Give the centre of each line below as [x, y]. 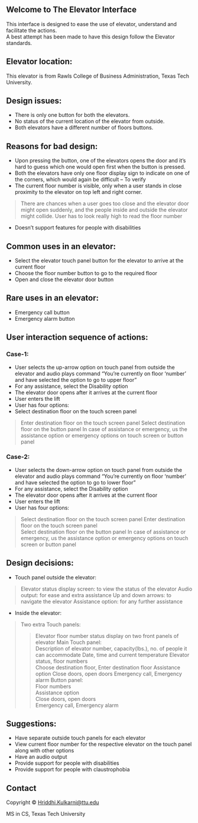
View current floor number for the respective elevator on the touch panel [103, 744]
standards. [19, 43]
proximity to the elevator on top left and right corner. [79, 192]
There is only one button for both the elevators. [72, 115]
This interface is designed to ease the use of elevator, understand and [92, 24]
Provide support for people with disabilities [67, 763]
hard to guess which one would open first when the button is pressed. [100, 167]
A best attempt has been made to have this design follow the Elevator [91, 36]
